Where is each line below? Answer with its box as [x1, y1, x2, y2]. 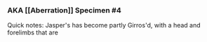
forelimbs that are [7, 28, 58, 36]
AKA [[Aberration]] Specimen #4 [7, 6, 121, 15]
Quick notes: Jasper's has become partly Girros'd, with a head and [7, 21, 201, 30]
